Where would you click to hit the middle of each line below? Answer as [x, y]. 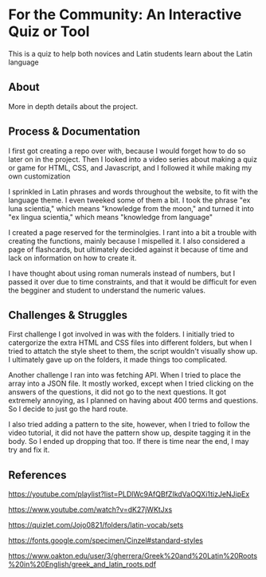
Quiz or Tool [49, 31]
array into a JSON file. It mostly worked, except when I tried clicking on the [131, 383]
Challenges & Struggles [68, 315]
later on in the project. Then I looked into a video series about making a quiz [133, 159]
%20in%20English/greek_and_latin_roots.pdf [82, 564]
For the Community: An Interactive [125, 15]
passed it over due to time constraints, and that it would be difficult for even [133, 281]
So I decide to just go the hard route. [68, 409]
